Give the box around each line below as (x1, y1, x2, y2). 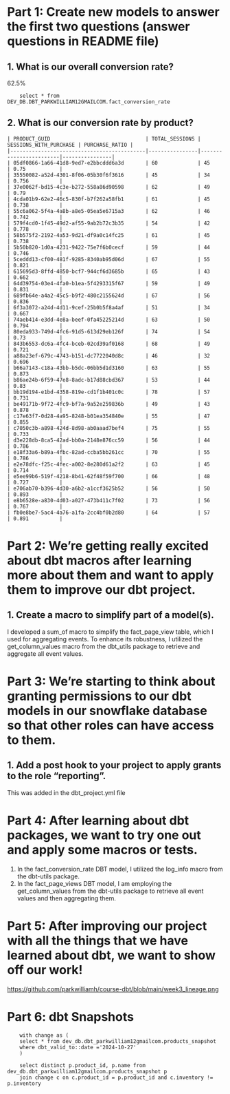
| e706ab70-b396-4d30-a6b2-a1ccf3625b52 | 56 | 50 (7, 485, 211, 492)
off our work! (7, 962, 83, 978)
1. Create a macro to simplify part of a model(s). (7, 609, 214, 621)
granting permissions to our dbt (7, 688, 192, 703)
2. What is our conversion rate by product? (7, 117, 194, 129)
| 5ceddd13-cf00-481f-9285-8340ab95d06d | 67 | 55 (7, 256, 211, 262)
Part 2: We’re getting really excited (7, 538, 209, 553)
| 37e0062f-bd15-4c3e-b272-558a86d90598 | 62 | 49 (7, 183, 211, 190)
